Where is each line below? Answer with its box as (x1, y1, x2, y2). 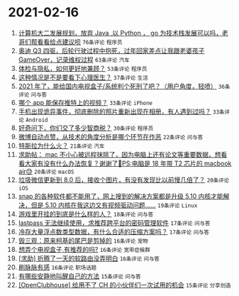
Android (25, 116, 48, 124)
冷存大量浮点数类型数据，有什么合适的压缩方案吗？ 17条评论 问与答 (18, 227, 210, 236)
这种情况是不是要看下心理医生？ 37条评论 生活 (18, 72, 148, 82)
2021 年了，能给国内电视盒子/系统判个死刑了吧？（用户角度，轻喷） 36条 (18, 82, 230, 90)
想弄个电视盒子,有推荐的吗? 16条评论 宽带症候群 (18, 245, 151, 253)
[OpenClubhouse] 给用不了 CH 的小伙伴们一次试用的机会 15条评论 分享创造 (18, 280, 231, 289)
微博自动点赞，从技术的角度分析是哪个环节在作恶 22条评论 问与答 (18, 132, 204, 141)
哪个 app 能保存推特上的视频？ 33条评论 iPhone (18, 98, 153, 106)
